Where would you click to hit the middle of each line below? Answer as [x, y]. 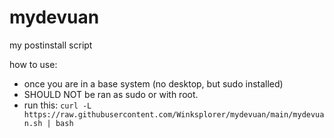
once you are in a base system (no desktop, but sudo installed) [153, 83]
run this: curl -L [57, 105]
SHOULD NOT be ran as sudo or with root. [111, 94]
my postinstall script [51, 45]
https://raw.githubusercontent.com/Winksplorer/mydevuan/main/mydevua [174, 114]
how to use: [33, 64]
